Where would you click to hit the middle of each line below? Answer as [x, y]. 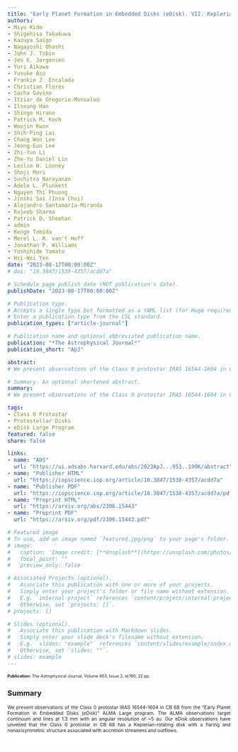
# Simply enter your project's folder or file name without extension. [119, 592]
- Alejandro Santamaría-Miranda [55, 206]
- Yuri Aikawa [28, 67]
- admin [19, 225]
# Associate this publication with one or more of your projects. [110, 585]
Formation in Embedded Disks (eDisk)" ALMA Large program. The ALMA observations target [119, 713]
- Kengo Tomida [30, 231]
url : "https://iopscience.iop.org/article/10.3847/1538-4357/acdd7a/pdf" [125, 493]
